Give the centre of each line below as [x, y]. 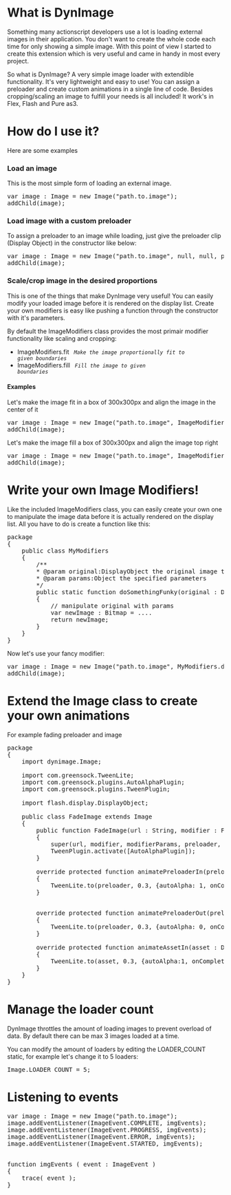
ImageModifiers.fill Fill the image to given [81, 365]
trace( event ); [49, 1178]
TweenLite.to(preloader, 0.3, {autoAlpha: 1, [129, 885]
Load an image [32, 168]
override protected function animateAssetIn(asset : [127, 947]
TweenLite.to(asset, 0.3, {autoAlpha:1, [120, 961]
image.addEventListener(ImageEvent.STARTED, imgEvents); [105, 1143]
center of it [23, 409]
